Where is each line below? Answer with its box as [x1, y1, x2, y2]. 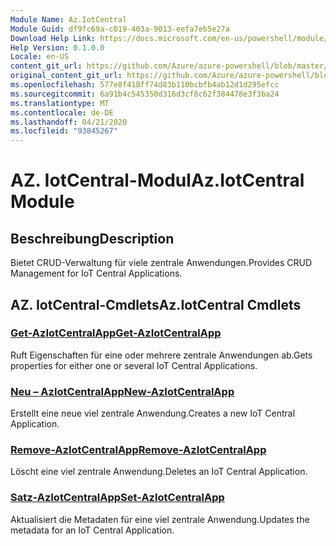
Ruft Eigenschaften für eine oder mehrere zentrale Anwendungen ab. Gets [10, 349, 313, 361]
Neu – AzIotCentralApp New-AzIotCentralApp [10, 384, 235, 398]
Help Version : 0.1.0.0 [10, 42, 105, 53]
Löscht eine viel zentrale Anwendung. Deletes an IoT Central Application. [10, 466, 308, 478]
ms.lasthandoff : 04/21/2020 [10, 117, 128, 127]
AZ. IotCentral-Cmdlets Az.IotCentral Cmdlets [10, 296, 302, 313]
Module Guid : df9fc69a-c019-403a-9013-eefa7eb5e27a [10, 24, 230, 34]
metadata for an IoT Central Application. [10, 524, 175, 536]
